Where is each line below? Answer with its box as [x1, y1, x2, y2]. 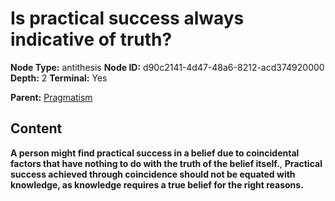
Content [10, 120, 63, 137]
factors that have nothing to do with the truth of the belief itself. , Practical [10, 157, 323, 169]
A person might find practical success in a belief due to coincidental [10, 147, 300, 159]
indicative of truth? [10, 28, 173, 51]
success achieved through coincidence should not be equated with [10, 168, 296, 180]
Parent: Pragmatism [10, 91, 93, 103]
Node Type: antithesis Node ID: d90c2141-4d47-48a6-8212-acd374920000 [10, 61, 325, 73]
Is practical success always [10, 7, 245, 30]
